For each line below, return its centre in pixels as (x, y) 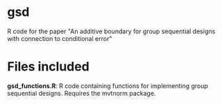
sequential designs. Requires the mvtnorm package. (82, 93)
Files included (49, 67)
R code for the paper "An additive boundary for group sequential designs (111, 31)
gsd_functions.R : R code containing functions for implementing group (108, 86)
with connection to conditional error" (60, 38)
